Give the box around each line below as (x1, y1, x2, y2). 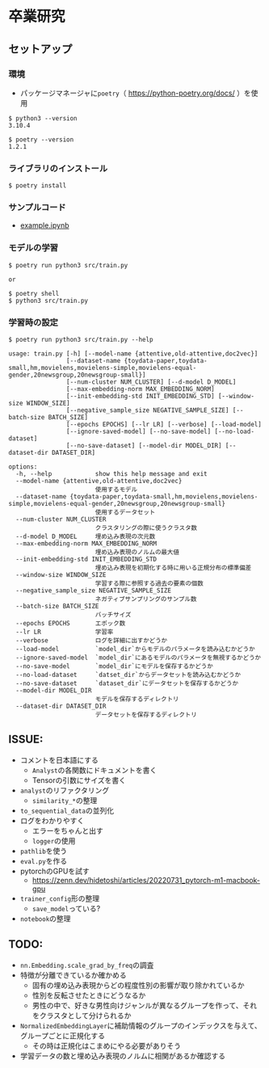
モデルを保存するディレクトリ (95, 696, 179, 704)
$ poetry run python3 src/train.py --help (8, 336, 153, 344)
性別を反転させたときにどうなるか (32, 990, 146, 1000)
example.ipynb (19, 221, 69, 230)
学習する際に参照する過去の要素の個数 (95, 579, 204, 588)
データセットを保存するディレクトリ (95, 711, 198, 719)
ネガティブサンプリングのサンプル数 (95, 595, 197, 603)
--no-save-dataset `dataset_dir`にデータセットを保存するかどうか (15, 679, 239, 687)
